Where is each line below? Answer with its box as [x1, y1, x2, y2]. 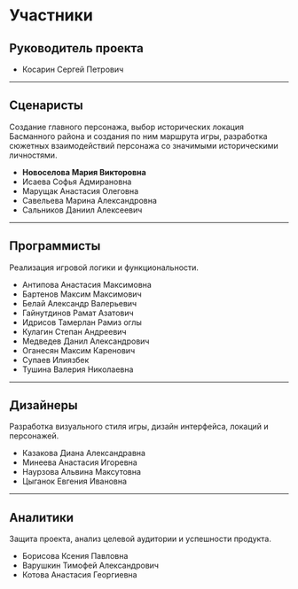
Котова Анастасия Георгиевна [21, 570, 137, 580]
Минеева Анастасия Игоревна [21, 457, 137, 468]
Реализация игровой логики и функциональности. [9, 262, 200, 273]
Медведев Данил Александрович [21, 336, 150, 346]
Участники [9, 5, 93, 26]
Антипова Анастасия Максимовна [21, 279, 153, 290]
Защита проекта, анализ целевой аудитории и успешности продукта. [9, 533, 272, 545]
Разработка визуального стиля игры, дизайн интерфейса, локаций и [9, 422, 269, 432]
